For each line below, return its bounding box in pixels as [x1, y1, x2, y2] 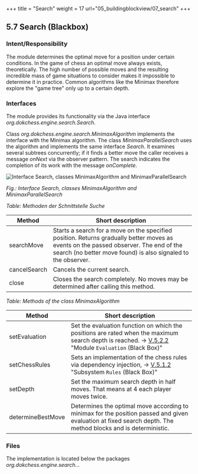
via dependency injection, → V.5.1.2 [70, 360, 171, 368]
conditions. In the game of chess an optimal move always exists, [6, 59, 163, 67]
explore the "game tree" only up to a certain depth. [6, 84, 130, 91]
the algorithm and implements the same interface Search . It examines [6, 143, 175, 150]
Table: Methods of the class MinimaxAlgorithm [6, 298, 120, 305]
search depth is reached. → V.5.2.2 [70, 336, 169, 344]
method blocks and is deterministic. [70, 424, 170, 432]
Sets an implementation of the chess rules [70, 353, 187, 361]
